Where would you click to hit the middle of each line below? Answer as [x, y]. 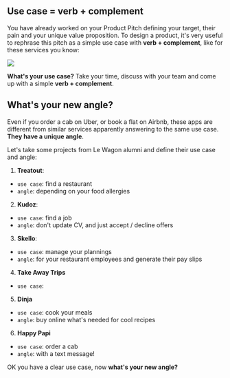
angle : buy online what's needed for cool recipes [86, 319]
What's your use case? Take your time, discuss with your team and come [112, 76]
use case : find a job [44, 218]
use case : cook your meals [55, 312]
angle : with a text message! [56, 353]
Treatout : [31, 170]
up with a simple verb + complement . [61, 83]
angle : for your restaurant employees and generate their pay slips [110, 259]
